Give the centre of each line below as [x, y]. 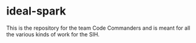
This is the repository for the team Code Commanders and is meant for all [98, 28]
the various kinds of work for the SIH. [53, 34]
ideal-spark [36, 11]
